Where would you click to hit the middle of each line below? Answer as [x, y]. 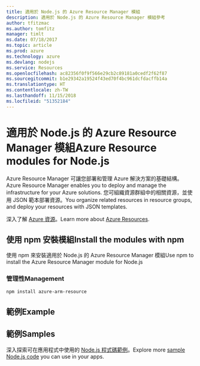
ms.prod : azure [25, 51]
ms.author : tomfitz [31, 29]
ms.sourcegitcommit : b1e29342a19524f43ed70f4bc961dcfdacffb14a [87, 79]
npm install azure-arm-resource [46, 291]
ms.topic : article [29, 46]
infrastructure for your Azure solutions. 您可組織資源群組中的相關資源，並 [97, 192]
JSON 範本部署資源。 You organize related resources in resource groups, [102, 200]
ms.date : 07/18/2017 [32, 40]
